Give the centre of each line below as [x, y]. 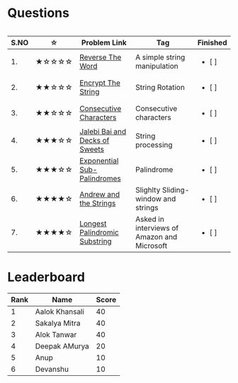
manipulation [157, 66]
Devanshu [52, 369]
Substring [95, 241]
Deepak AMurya [62, 346]
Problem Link [104, 42]
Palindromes [100, 178]
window [148, 198]
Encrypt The [100, 83]
